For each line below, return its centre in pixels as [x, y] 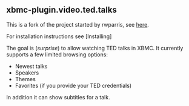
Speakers [27, 73]
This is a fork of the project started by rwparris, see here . [78, 24]
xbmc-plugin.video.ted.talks [61, 10]
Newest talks [31, 66]
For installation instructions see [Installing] [59, 36]
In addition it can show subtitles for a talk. [58, 97]
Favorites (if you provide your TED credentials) [73, 85]
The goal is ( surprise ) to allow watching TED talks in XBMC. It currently [95, 48]
